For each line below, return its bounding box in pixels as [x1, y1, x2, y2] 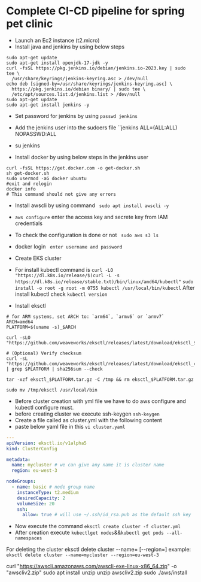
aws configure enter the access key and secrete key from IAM [14, 213, 168, 220]
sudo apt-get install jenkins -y [6, 102, 90, 108]
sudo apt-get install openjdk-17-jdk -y [6, 60, 109, 66]
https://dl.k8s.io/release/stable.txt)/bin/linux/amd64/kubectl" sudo [14, 278, 194, 285]
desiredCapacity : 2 [17, 495, 66, 501]
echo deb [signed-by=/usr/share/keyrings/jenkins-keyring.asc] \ [6, 81, 172, 87]
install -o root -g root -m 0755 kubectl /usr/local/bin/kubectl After [14, 284, 195, 291]
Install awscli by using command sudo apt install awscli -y [14, 202, 169, 209]
